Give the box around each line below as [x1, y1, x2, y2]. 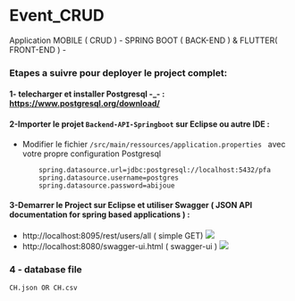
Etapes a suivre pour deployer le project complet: [9, 66, 228, 79]
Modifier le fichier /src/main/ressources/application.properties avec [21, 138, 286, 149]
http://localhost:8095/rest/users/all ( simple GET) [21, 230, 204, 241]
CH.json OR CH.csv [9, 283, 78, 293]
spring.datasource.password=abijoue [38, 180, 175, 190]
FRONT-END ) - [9, 44, 67, 54]
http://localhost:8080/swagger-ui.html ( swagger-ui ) [21, 240, 218, 251]
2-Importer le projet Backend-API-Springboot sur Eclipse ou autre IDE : [9, 119, 270, 130]
